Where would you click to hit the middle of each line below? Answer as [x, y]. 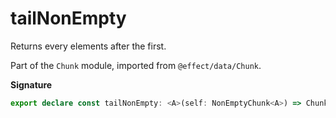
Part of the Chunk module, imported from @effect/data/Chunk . [136, 65]
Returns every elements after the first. [88, 46]
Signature [31, 84]
